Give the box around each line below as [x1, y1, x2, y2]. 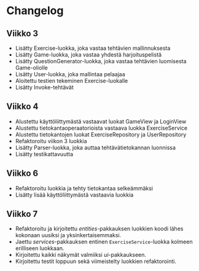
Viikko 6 [6, 168, 39, 179]
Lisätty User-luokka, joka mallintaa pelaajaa [15, 71, 126, 77]
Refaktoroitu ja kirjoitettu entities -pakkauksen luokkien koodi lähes [15, 225, 184, 232]
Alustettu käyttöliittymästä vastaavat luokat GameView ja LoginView [15, 117, 187, 125]
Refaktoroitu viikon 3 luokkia [15, 137, 87, 144]
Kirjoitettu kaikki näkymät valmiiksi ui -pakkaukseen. [15, 251, 146, 259]
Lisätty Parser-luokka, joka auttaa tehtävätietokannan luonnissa [15, 144, 176, 151]
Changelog [6, 4, 64, 18]
